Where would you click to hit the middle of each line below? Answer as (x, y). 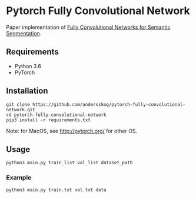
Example (19, 178)
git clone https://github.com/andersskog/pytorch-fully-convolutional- (96, 104)
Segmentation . (24, 33)
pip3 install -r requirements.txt (49, 120)
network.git (21, 110)
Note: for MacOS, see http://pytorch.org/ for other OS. (72, 131)
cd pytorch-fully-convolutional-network (57, 115)
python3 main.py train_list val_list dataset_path (69, 163)
